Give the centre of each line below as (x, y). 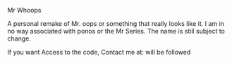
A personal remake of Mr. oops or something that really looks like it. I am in (116, 23)
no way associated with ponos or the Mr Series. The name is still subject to (116, 31)
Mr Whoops (24, 10)
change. (19, 38)
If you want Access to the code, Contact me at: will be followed (99, 52)
